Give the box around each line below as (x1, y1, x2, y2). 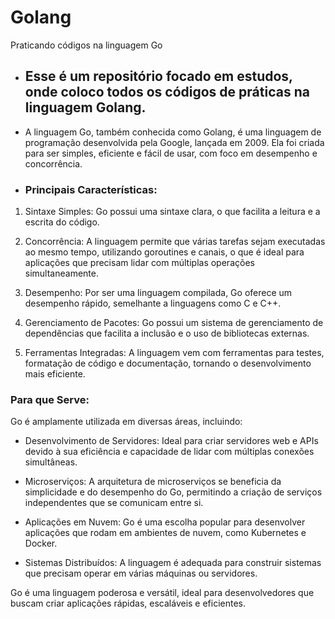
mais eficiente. (24, 368, 86, 380)
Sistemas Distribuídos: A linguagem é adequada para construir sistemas (24, 557, 322, 569)
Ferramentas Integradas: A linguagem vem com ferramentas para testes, (24, 347, 325, 359)
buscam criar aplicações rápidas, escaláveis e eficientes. (10, 597, 247, 610)
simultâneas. (24, 456, 78, 468)
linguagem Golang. (24, 99, 147, 116)
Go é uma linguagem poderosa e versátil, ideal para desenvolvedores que (10, 587, 315, 599)
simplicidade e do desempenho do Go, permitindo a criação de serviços (24, 486, 323, 498)
